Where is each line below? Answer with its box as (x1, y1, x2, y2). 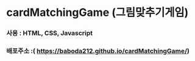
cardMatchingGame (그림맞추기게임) (6, 5, 189, 20)
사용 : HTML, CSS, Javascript (6, 29, 93, 37)
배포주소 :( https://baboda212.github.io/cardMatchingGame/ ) (6, 47, 190, 56)
